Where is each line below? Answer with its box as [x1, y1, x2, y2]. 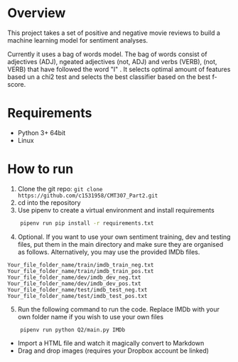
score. [7, 80, 26, 88]
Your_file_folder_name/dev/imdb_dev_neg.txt [7, 274, 141, 281]
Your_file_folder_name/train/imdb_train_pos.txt [7, 267, 154, 275]
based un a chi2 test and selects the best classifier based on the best [7, 73, 211, 81]
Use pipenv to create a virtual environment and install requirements [17, 206, 215, 214]
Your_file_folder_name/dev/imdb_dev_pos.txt [7, 280, 141, 287]
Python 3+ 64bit [17, 128, 66, 137]
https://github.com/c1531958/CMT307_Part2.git [17, 192, 158, 199]
